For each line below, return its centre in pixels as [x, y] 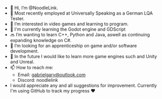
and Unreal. [22, 62]
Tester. [17, 18]
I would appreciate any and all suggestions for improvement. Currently [83, 85]
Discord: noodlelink [38, 80]
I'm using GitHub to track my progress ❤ [53, 91]
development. [24, 51]
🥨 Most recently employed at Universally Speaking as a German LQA [81, 13]
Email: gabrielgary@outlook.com [52, 75]
